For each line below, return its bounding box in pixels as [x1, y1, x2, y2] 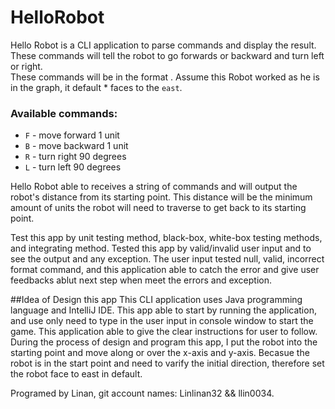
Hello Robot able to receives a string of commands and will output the [10, 181, 298, 193]
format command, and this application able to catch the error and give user [10, 264, 320, 276]
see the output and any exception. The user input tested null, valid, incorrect [10, 253, 325, 265]
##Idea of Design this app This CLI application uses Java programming [10, 294, 303, 306]
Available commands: [10, 106, 118, 120]
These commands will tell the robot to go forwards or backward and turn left [10, 49, 325, 61]
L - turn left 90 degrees [24, 161, 122, 173]
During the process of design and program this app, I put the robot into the [10, 336, 318, 348]
